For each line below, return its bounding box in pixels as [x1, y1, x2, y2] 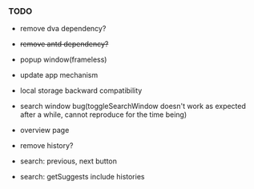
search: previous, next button [19, 156, 118, 166]
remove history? [19, 141, 74, 151]
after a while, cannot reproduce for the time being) [19, 110, 187, 119]
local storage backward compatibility [19, 86, 143, 95]
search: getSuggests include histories [19, 172, 145, 182]
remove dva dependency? [19, 24, 107, 34]
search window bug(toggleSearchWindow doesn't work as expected [19, 102, 247, 111]
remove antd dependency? [19, 39, 109, 49]
